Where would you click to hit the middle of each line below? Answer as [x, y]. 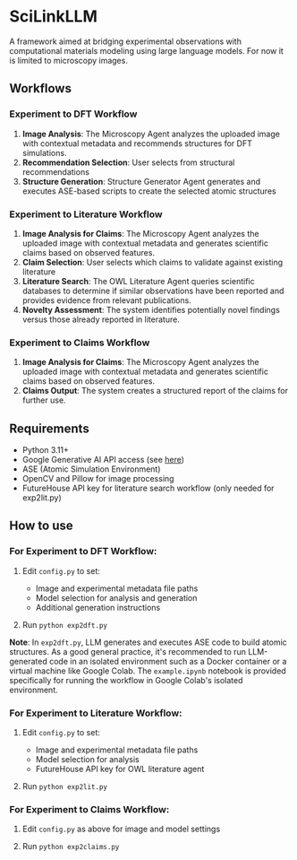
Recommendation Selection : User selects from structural [128, 162]
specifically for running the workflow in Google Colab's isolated [126, 680]
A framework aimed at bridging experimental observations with [125, 41]
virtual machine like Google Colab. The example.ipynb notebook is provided [148, 671]
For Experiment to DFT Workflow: [83, 552]
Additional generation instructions [98, 607]
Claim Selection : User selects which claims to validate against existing [153, 262]
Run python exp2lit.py [64, 786]
